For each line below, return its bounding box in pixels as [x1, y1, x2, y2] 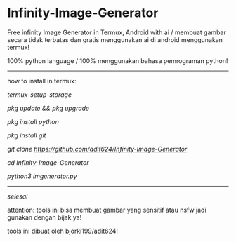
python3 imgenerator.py [7, 172, 77, 180]
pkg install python [7, 117, 60, 126]
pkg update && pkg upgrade [7, 104, 90, 112]
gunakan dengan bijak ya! [7, 213, 82, 222]
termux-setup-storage [7, 90, 72, 99]
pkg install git [7, 131, 46, 140]
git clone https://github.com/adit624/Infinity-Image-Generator [7, 144, 188, 153]
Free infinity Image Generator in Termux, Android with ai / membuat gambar [7, 28, 226, 36]
